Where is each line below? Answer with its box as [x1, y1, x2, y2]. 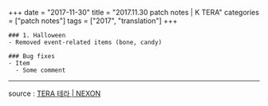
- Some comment [15, 66, 66, 74]
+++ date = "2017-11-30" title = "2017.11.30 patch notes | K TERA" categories [8, 8, 259, 17]
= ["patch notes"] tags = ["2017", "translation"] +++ [8, 16, 178, 26]
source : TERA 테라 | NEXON [8, 88, 101, 98]
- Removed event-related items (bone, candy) [8, 38, 162, 46]
